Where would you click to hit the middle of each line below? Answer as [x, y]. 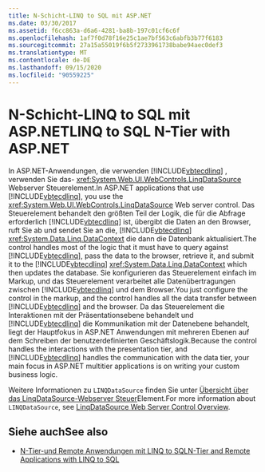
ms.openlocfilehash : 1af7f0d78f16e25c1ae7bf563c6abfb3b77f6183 [116, 38]
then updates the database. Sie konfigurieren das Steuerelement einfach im [132, 272]
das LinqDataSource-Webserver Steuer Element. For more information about [132, 398]
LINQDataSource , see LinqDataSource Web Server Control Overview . [119, 407]
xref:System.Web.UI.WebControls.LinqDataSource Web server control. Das [132, 204]
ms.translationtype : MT [48, 53]
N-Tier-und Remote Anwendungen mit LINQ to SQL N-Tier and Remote [135, 451]
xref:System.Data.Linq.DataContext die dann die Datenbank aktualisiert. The [132, 238]
